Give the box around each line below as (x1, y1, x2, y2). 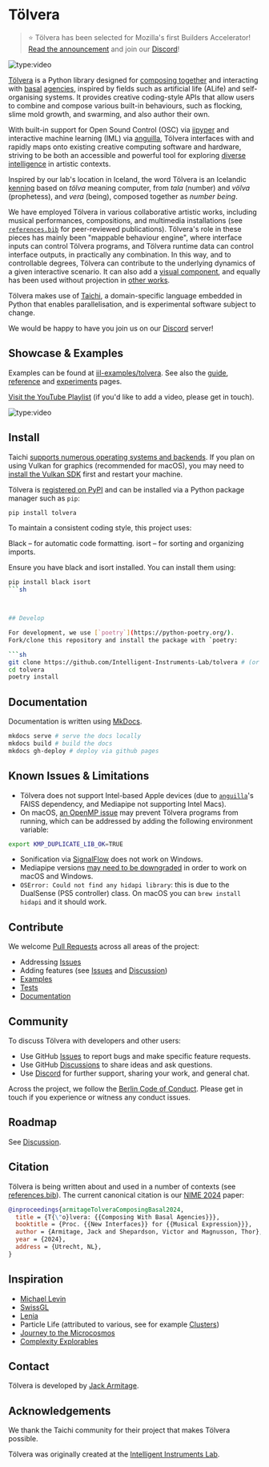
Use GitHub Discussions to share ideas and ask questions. (19, 1060, 213, 1070)
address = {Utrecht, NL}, (15, 1243, 102, 1251)
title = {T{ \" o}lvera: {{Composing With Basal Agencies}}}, (15, 1213, 220, 1221)
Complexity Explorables (19, 1336, 98, 1346)
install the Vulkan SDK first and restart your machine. (8, 469, 183, 479)
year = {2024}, (15, 1235, 66, 1244)
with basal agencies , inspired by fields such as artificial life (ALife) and (8, 83, 241, 93)
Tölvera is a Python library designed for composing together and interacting (8, 75, 259, 85)
